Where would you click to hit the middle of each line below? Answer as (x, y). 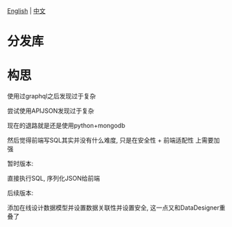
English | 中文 (27, 11)
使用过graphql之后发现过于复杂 (52, 96)
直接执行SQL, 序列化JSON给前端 (54, 179)
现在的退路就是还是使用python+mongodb (66, 126)
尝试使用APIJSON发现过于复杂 (51, 111)
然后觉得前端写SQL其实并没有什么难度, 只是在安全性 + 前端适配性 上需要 (110, 140)
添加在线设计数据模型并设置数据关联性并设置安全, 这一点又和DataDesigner (113, 208)
